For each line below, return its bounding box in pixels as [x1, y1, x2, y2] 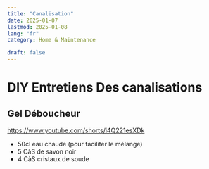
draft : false [7, 49, 46, 56]
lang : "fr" [7, 30, 39, 37]
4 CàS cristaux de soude [17, 155, 89, 163]
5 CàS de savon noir [17, 147, 77, 156]
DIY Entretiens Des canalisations [7, 80, 203, 96]
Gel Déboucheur [7, 107, 81, 120]
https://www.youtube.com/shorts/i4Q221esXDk [7, 126, 145, 134]
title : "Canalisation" [7, 10, 74, 18]
